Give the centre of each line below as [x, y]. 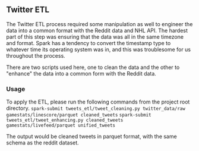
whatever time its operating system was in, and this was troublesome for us [99, 49]
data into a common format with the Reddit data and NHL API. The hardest [97, 30]
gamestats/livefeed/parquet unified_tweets [61, 125]
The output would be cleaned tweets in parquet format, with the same [91, 137]
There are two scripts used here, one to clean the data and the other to [93, 67]
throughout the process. [36, 55]
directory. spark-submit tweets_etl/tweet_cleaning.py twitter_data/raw [96, 108]
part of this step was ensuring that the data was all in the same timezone [95, 37]
